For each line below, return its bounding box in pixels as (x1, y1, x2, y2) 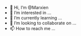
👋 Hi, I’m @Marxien (9, 5, 49, 10)
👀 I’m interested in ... (9, 10, 52, 16)
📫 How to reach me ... (9, 26, 55, 31)
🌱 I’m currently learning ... (9, 15, 62, 20)
